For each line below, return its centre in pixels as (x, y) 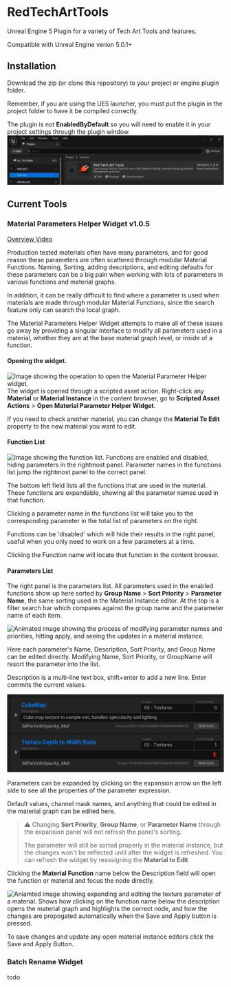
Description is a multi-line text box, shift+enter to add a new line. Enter (107, 678)
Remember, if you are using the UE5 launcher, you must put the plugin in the (115, 104)
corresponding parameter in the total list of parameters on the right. (103, 521)
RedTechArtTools (58, 12)
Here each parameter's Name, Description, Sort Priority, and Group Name (111, 649)
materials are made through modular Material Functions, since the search (111, 302)
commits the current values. (47, 685)
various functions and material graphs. (62, 282)
